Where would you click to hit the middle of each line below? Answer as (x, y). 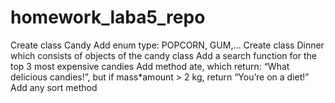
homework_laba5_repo (108, 17)
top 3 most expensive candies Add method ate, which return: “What (150, 66)
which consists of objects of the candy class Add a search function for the (163, 55)
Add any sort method (54, 87)
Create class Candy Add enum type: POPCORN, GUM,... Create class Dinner (167, 45)
